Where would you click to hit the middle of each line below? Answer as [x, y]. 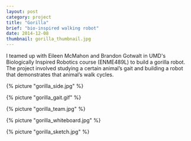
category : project [29, 17]
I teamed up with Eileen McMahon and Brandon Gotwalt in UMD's [86, 56]
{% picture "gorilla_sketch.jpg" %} [48, 132]
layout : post [22, 12]
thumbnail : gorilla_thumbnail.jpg [49, 39]
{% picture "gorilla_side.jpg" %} [45, 86]
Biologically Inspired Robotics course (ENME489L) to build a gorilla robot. [96, 62]
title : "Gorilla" [27, 22]
